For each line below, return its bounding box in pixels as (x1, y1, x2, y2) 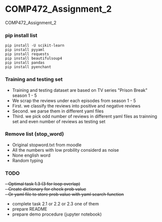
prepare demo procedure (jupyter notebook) (12, 211, 102, 217)
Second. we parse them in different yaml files (12, 108, 104, 114)
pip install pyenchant (5, 65, 51, 70)
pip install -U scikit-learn (5, 43, 65, 48)
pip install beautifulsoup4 (5, 56, 63, 61)
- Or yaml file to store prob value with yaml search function (5, 192, 124, 197)
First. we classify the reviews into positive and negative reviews (12, 103, 141, 109)
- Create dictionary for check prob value (5, 186, 87, 192)
